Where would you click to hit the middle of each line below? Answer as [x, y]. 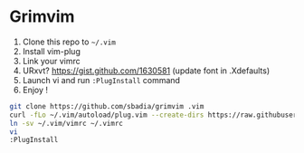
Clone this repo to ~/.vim [69, 42]
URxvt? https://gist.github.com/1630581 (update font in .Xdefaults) [146, 71]
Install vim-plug [52, 51]
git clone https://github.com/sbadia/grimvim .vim [107, 106]
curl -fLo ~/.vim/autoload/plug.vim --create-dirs [107, 115]
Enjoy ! [35, 90]
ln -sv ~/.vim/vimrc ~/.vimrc [66, 123]
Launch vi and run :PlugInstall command [101, 80]
